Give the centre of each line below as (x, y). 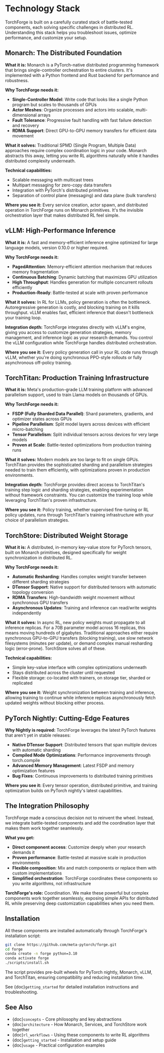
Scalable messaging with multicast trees (53, 179)
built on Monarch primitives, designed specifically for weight (66, 553)
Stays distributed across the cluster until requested (63, 672)
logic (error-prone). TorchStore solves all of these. (55, 649)
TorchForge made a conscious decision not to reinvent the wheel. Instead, (80, 818)
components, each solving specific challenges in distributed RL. (69, 27)
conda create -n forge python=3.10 (41, 954)
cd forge (14, 949)
